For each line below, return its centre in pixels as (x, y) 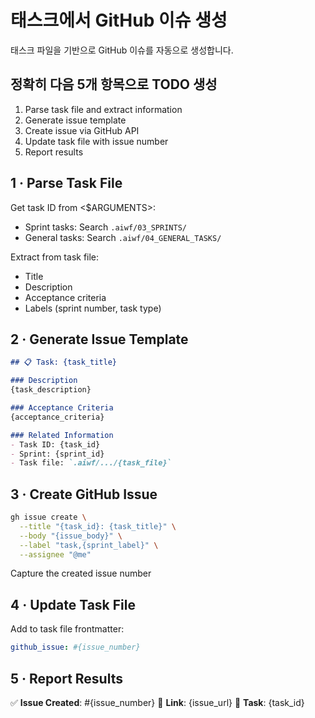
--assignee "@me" (55, 554)
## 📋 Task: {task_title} (64, 362)
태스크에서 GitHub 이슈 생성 (119, 20)
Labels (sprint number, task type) (93, 308)
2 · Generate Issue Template (99, 339)
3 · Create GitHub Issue (84, 494)
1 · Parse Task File (66, 183)
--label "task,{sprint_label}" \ (89, 545)
